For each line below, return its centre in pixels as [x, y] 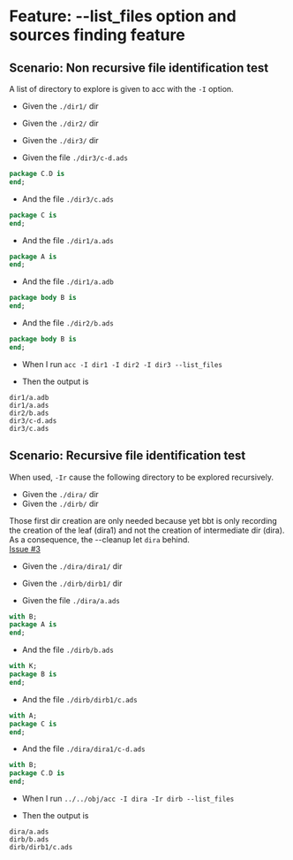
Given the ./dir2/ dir [60, 123]
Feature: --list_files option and [123, 16]
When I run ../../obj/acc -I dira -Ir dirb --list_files [128, 799]
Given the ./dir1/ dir [60, 106]
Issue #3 [25, 549]
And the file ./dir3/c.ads [68, 199]
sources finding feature [97, 35]
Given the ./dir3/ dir [60, 140]
